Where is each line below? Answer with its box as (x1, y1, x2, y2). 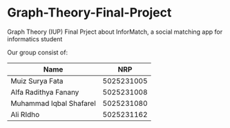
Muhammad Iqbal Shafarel (10, 98, 96, 108)
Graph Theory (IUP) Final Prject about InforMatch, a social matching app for (7, 28, 223, 36)
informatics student (7, 34, 63, 43)
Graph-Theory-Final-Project (7, 5, 172, 21)
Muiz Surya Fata (10, 76, 64, 85)
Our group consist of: (7, 48, 68, 56)
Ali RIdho (10, 109, 40, 119)
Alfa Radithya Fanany (10, 87, 79, 97)
